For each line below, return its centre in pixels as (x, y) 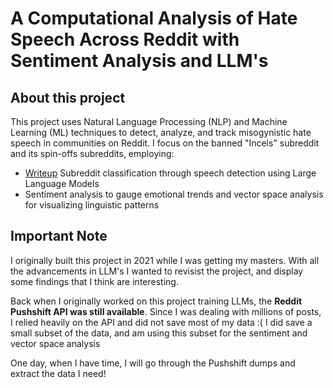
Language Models (62, 183)
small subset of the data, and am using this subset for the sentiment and (159, 333)
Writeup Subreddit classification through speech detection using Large (170, 173)
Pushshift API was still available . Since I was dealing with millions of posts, (166, 311)
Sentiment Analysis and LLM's (139, 61)
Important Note (59, 236)
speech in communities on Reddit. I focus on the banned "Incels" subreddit (165, 143)
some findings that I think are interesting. (94, 281)
